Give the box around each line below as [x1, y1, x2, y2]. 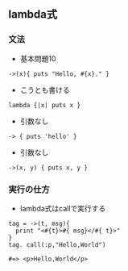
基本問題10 [19, 53, 56, 63]
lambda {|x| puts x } [8, 101, 81, 109]
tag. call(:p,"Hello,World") [8, 240, 106, 248]
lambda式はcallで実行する [19, 203, 106, 213]
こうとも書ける [19, 85, 70, 94]
